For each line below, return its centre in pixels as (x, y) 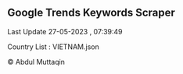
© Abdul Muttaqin (36, 62)
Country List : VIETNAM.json (53, 47)
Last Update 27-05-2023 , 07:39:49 (65, 31)
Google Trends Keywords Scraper (91, 13)
